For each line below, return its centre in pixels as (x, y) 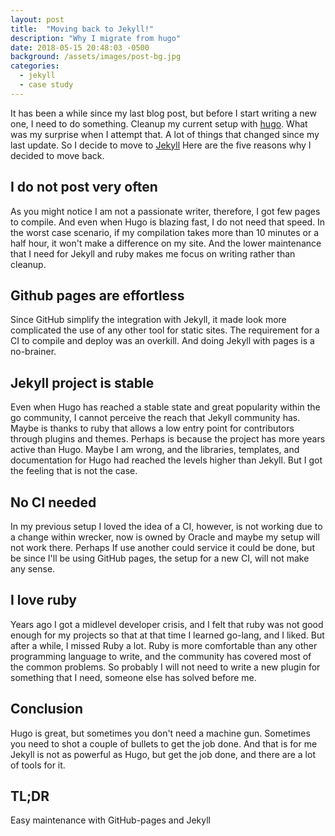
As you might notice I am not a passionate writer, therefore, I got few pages (165, 211)
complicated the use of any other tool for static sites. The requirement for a (165, 330)
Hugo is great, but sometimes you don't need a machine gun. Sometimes (160, 733)
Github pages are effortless (97, 295)
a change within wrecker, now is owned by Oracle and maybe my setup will (165, 537)
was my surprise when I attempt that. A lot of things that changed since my (165, 134)
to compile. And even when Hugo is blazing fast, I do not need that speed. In (168, 222)
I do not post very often (84, 187)
